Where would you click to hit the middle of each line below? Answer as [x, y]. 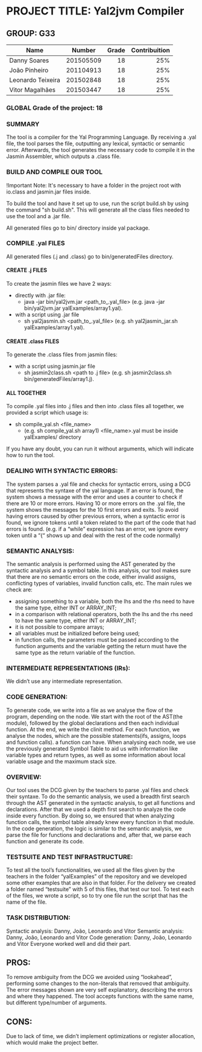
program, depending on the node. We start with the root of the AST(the [94, 716]
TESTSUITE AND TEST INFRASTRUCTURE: [70, 857]
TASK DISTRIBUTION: [38, 918]
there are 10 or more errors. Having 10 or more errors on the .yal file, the [96, 503]
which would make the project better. [52, 1043]
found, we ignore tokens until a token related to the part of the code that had [101, 522]
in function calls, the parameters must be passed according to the [97, 640]
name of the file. [27, 902]
